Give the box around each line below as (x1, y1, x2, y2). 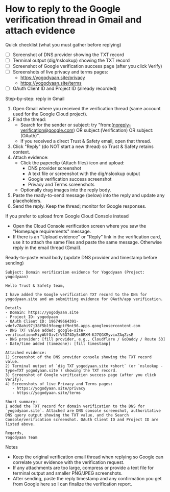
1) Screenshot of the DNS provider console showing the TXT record (5, 355, 152, 360)
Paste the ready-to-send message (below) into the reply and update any (12, 192, 165, 199)
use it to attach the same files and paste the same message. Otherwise (12, 239, 162, 245)
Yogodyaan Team (5, 435, 38, 440)
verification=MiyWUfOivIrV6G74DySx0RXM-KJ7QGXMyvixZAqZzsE (5, 332, 134, 337)
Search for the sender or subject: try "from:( (20, 122, 113, 128)
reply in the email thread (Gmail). (12, 244, 82, 251)
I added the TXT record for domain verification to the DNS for (5, 404, 145, 409)
